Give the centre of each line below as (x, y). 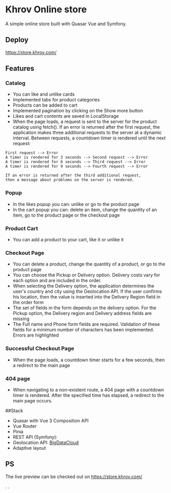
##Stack (14, 411)
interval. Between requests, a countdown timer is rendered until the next (89, 138)
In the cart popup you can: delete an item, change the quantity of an (85, 209)
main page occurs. (33, 400)
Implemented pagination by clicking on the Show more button (78, 111)
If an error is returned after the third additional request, (73, 175)
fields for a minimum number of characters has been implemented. (83, 330)
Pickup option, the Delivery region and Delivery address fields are (82, 313)
